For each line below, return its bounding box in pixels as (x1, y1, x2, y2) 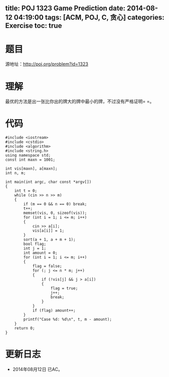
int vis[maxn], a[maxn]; (5, 166, 58, 171)
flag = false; (32, 263, 62, 269)
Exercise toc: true (5, 21, 62, 30)
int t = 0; (14, 188, 37, 194)
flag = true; (50, 286, 78, 291)
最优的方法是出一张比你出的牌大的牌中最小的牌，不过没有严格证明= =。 (5, 98, 154, 104)
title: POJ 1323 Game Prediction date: (5, 4, 125, 13)
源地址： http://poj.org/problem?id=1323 (5, 61, 89, 67)
